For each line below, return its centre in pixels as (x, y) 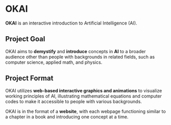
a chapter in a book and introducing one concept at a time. (67, 117)
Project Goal (25, 39)
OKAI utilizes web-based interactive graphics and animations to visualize (84, 90)
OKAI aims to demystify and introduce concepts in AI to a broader (76, 51)
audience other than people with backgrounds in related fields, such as (80, 57)
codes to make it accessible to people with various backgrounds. (74, 101)
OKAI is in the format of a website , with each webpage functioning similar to (86, 111)
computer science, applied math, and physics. (54, 62)
